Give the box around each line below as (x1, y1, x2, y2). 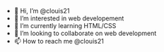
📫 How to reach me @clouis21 (13, 37, 104, 45)
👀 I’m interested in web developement (13, 14, 124, 22)
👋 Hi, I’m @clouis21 (13, 7, 70, 15)
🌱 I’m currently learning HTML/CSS (13, 22, 117, 30)
